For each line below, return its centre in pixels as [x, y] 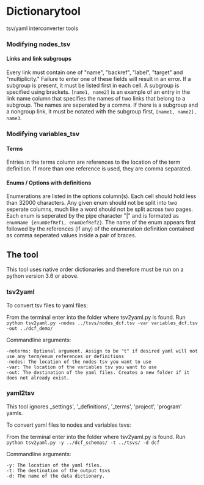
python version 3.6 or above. [42, 276]
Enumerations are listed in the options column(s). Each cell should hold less [101, 196]
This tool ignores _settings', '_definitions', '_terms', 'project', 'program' [94, 407]
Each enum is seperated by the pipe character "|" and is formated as [93, 216]
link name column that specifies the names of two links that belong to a [96, 99]
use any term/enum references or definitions [65, 356]
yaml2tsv [20, 393]
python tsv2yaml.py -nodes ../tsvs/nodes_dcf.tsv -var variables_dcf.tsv [102, 323]
